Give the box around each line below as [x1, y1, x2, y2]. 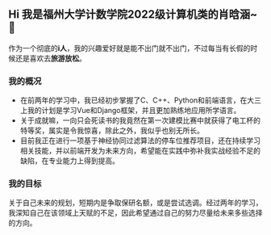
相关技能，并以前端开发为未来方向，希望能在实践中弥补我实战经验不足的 [19, 146, 261, 156]
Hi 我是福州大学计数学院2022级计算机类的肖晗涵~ [8, 7, 258, 22]
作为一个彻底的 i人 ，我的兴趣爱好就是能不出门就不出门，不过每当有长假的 [8, 43, 251, 52]
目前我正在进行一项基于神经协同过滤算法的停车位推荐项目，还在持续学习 [19, 136, 261, 145]
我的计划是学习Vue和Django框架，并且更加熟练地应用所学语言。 [27, 106, 241, 115]
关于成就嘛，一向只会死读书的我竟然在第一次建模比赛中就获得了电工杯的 [19, 115, 261, 125]
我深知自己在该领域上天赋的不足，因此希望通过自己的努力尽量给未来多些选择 [8, 208, 263, 218]
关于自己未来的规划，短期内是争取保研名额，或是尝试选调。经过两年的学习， [8, 198, 263, 208]
